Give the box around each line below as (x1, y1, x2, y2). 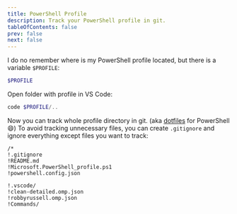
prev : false (7, 30, 42, 37)
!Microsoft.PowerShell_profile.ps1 (7, 163, 112, 170)
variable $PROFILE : (7, 64, 60, 72)
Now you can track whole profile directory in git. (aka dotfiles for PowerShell (7, 116, 230, 124)
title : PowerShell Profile (7, 10, 87, 18)
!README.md (7, 157, 40, 165)
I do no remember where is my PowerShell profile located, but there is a (7, 56, 216, 64)
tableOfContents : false (7, 23, 78, 30)
